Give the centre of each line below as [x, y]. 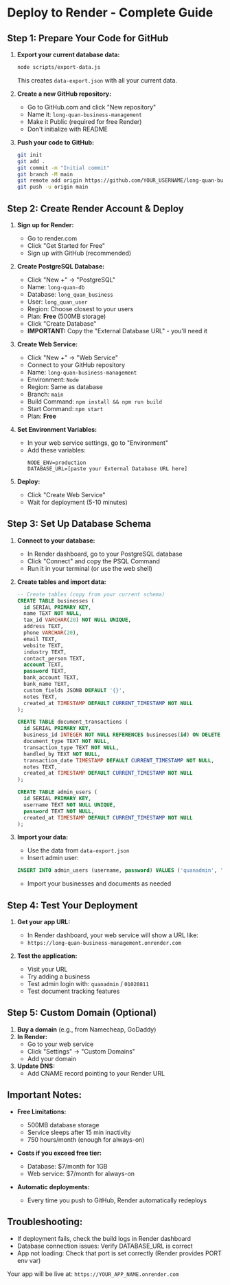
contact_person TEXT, [55, 658]
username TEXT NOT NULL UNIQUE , [70, 805]
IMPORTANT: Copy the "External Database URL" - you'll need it [117, 331]
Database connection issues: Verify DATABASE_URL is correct [105, 1246]
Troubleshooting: [45, 1222]
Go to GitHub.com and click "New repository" [92, 107]
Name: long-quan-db [56, 286]
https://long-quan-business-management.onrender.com [104, 943]
